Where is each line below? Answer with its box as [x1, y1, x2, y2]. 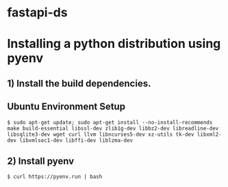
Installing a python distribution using [7, 36, 221, 52]
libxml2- [197, 131, 223, 138]
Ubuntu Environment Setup [7, 101, 125, 113]
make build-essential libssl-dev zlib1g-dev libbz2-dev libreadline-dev [7, 125, 219, 132]
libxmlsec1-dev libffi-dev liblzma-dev [19, 136, 134, 144]
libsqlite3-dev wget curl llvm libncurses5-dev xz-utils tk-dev [7, 131, 194, 138]
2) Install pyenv [7, 155, 75, 167]
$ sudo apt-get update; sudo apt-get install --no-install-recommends [7, 119, 213, 126]
